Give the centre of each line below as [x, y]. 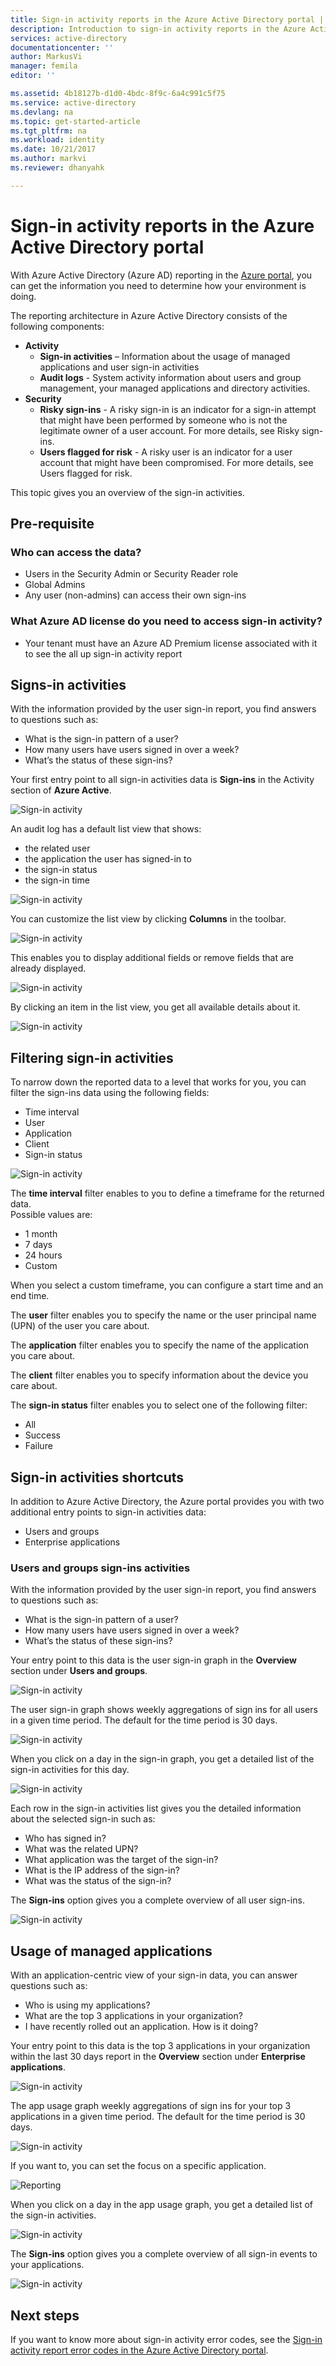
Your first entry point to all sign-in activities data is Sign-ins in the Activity [162, 780]
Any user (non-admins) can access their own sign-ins [135, 595]
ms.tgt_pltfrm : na [48, 131]
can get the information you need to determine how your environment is [158, 285]
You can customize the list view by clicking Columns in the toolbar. [148, 919]
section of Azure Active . [61, 790]
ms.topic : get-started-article [75, 121]
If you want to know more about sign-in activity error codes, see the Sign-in [166, 2340]
